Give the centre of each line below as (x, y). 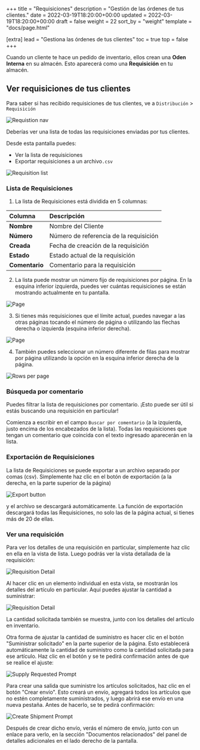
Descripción (67, 216)
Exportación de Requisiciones (50, 457)
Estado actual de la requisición (92, 256)
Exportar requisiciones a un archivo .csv (64, 161)
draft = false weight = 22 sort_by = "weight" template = (124, 21)
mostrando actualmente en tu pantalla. (62, 293)
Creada (20, 246)
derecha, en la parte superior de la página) (59, 483)
